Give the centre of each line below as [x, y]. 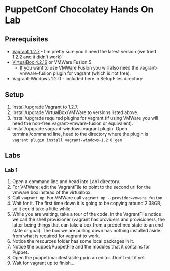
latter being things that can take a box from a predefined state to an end [88, 225]
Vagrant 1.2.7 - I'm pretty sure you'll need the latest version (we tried [84, 51]
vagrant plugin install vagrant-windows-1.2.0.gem [67, 140]
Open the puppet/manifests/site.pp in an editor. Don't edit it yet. [79, 257]
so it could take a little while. [42, 209]
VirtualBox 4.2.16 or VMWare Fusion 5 [52, 62]
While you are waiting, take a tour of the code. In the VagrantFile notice [87, 214]
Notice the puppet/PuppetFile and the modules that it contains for [81, 246]
